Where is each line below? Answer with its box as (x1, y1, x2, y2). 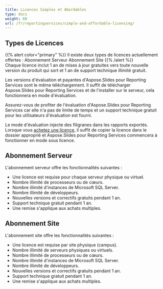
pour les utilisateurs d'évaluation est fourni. (5, 112, 93, 118)
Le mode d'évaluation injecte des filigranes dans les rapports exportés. (5, 122, 148, 128)
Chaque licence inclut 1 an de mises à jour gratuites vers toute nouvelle (5, 62, 149, 68)
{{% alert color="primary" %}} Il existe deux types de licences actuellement (5, 52, 158, 58)
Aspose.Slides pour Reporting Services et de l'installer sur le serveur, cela (5, 88, 155, 93)
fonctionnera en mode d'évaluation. (5, 92, 77, 98)
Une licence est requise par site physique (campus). (12, 242, 117, 247)
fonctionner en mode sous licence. (5, 137, 75, 143)
